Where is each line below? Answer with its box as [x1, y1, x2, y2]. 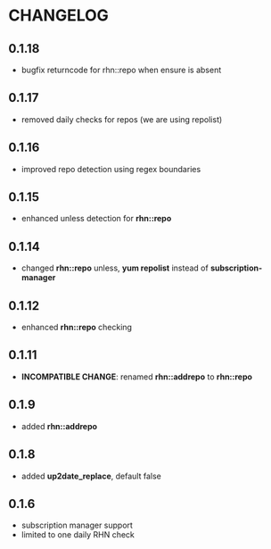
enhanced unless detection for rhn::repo [21, 213, 172, 224]
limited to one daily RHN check [21, 529, 135, 540]
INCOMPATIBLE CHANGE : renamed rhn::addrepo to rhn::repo [21, 371, 253, 382]
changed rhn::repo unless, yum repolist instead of [21, 262, 209, 273]
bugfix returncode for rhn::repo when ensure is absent [21, 64, 222, 75]
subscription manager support [21, 520, 133, 531]
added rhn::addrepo [21, 420, 98, 431]
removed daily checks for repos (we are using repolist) [21, 113, 223, 125]
